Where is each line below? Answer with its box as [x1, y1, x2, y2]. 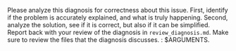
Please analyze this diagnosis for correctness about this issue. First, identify [7, 6, 228, 14]
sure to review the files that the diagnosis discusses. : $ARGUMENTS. [7, 36, 210, 44]
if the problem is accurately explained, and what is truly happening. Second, [7, 13, 228, 22]
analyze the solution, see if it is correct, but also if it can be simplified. [7, 21, 210, 29]
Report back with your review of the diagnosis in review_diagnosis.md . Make [7, 28, 229, 36]
